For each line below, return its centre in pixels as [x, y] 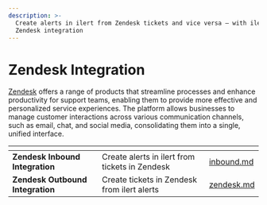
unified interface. [36, 134]
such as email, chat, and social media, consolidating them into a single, [124, 126]
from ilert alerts [130, 190]
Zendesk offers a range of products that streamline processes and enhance [132, 91]
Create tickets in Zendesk [149, 180]
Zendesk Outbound [50, 180]
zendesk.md [232, 185]
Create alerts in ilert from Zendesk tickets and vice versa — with [131, 23]
